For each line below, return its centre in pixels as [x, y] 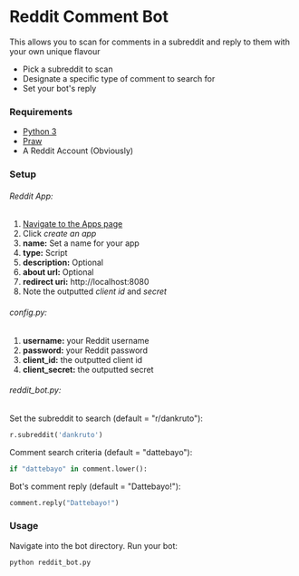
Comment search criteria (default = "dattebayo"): [101, 452]
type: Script [45, 253]
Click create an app [59, 234]
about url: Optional [58, 272]
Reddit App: [31, 196]
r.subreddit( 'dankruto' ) [56, 434]
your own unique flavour [55, 51]
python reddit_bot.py [50, 562]
